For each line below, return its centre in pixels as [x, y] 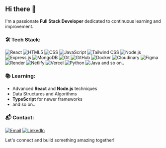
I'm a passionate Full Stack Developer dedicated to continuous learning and [83, 21]
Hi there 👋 [21, 9]
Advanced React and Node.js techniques [55, 89]
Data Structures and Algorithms [44, 94]
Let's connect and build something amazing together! [60, 140]
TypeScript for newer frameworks [47, 99]
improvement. [19, 26]
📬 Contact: [20, 118]
